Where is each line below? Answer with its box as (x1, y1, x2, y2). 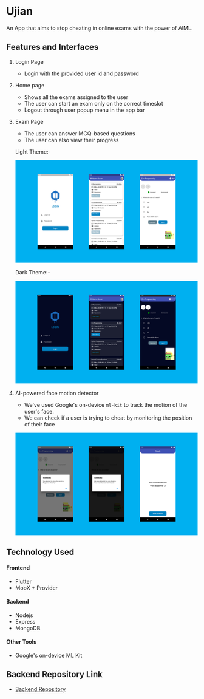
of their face (24, 420, 55, 428)
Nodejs (15, 612, 33, 619)
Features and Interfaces (6, 42, 99, 52)
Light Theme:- (15, 148, 51, 155)
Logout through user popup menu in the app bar (24, 106, 145, 114)
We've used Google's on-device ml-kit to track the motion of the (24, 401, 188, 408)
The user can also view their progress (24, 136, 119, 143)
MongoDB (15, 624, 41, 632)
